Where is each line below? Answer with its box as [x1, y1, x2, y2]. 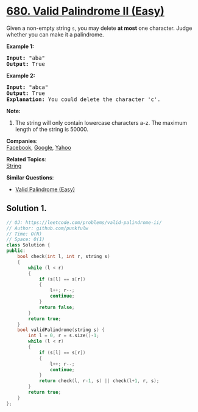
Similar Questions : [6, 173, 54, 181]
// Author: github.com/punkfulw [6, 225, 88, 231]
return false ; [38, 304, 75, 310]
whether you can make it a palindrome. [6, 30, 104, 38]
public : [6, 248, 26, 254]
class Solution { [6, 242, 51, 248]
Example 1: [6, 43, 35, 50]
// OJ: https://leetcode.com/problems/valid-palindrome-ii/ [6, 219, 163, 226]
